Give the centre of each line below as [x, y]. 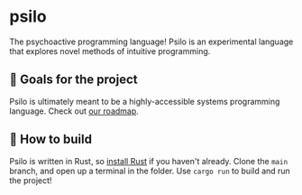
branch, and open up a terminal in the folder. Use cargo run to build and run [150, 171]
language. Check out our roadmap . [74, 111]
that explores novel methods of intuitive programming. [110, 51]
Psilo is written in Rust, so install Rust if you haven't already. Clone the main [149, 161]
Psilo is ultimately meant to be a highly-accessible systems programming [145, 101]
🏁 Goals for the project [73, 80]
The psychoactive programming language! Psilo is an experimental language [151, 42]
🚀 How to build [51, 139]
